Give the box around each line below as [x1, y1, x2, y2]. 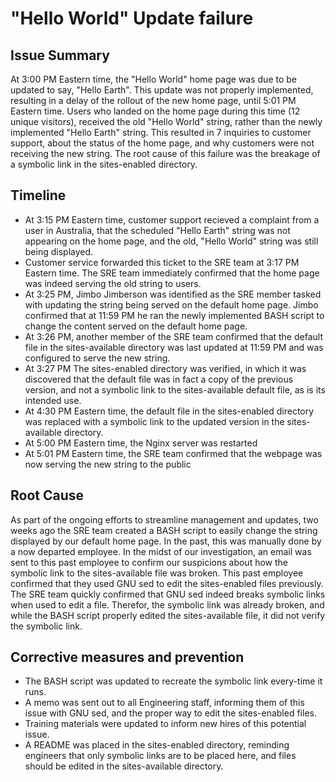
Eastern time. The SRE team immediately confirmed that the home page [24, 267, 320, 279]
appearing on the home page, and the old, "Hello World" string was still [24, 235, 319, 247]
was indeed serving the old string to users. [24, 277, 202, 289]
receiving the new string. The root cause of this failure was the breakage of [10, 148, 321, 159]
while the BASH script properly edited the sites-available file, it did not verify [10, 609, 326, 621]
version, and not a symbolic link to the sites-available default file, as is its [24, 383, 326, 396]
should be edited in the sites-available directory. [24, 760, 224, 772]
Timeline [10, 187, 67, 204]
